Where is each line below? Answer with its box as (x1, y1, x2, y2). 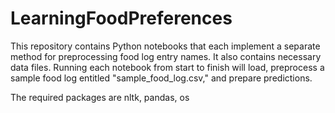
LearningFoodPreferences (10, 7, 233, 30)
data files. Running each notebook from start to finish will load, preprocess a (10, 61, 325, 73)
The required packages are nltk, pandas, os (10, 91, 190, 103)
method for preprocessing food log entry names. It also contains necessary (10, 50, 322, 62)
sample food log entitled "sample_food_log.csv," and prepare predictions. (10, 72, 313, 84)
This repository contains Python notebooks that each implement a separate (10, 40, 321, 52)
